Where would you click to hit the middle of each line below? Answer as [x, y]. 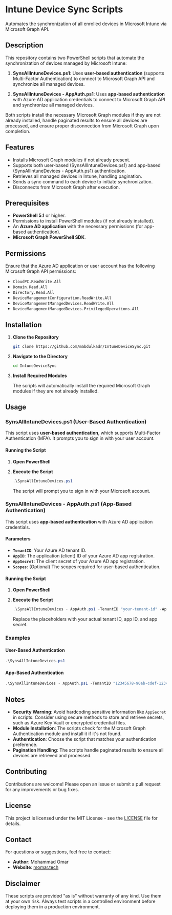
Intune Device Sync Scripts [64, 10]
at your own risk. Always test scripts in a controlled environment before [80, 901]
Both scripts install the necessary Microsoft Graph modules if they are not [83, 115]
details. [13, 824]
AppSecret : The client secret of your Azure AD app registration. [79, 562]
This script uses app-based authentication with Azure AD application [79, 521]
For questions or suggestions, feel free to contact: [58, 852]
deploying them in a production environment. [53, 907]
